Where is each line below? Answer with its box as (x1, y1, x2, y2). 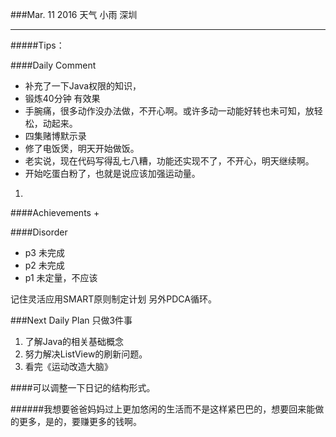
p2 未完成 (24, 259, 65, 271)
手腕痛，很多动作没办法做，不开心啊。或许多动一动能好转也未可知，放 (24, 105, 315, 117)
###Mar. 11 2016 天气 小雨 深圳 (10, 9, 138, 20)
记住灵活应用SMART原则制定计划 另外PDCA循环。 (10, 293, 217, 305)
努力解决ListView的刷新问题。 (24, 348, 148, 360)
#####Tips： (10, 39, 65, 51)
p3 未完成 (24, 247, 65, 258)
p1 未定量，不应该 (24, 272, 98, 283)
